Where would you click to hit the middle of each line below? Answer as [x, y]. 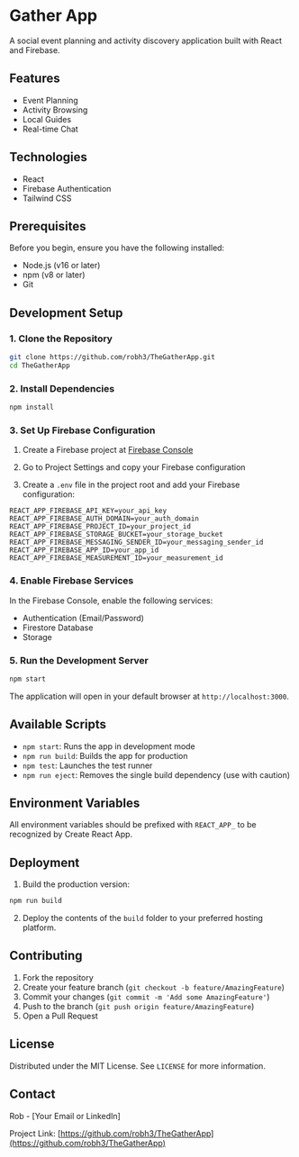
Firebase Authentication [67, 188]
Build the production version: [76, 884]
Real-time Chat [50, 129]
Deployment [45, 862]
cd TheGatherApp [40, 366]
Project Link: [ [35, 1133]
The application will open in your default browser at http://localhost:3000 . [149, 696]
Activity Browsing [55, 110]
